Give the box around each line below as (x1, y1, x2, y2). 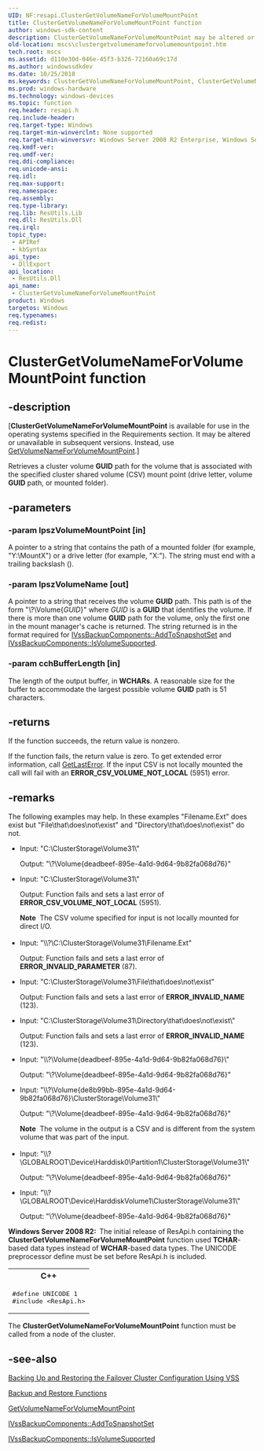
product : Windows (8, 296, 65, 304)
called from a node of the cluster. (8, 1330, 115, 1339)
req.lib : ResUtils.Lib (8, 209, 82, 217)
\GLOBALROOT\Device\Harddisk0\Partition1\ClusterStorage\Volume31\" (19, 1158, 250, 1167)
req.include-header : (8, 114, 76, 122)
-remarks (8, 791, 55, 805)
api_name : (8, 282, 41, 290)
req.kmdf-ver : (8, 143, 55, 151)
